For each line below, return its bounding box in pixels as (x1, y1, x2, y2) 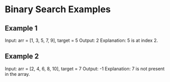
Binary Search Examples (5, 4, 111, 15)
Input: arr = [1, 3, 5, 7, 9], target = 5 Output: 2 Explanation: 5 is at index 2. (5, 37, 158, 43)
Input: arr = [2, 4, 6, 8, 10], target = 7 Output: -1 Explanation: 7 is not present (5, 65, 165, 72)
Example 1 (5, 24, 38, 33)
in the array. (5, 71, 30, 77)
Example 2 (5, 52, 39, 61)
